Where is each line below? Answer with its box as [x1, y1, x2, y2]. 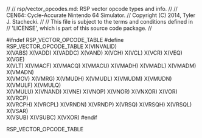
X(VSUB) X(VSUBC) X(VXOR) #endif [6, 114, 97, 121]
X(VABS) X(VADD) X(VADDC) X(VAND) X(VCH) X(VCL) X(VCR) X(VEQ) [6, 49, 183, 57]
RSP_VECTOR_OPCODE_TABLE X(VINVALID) [6, 43, 117, 50]
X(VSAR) [6, 108, 29, 114]
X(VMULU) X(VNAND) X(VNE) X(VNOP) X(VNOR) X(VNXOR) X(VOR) [6, 88, 178, 95]
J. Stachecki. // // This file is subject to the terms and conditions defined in [6, 18, 193, 25]
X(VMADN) [6, 69, 35, 75]
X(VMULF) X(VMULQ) [6, 81, 61, 89]
